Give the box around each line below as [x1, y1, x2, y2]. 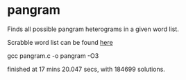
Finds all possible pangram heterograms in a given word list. [7, 25, 179, 33]
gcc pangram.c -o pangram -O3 [7, 51, 99, 60]
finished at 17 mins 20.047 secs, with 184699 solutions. [7, 65, 165, 73]
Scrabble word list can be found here [7, 38, 113, 46]
